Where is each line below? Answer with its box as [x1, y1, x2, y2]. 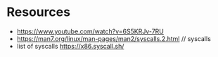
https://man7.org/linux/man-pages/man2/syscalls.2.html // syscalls [16, 34, 212, 42]
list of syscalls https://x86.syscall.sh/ [16, 42, 124, 50]
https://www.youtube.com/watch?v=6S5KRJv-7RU [16, 27, 165, 35]
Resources [6, 4, 71, 20]
